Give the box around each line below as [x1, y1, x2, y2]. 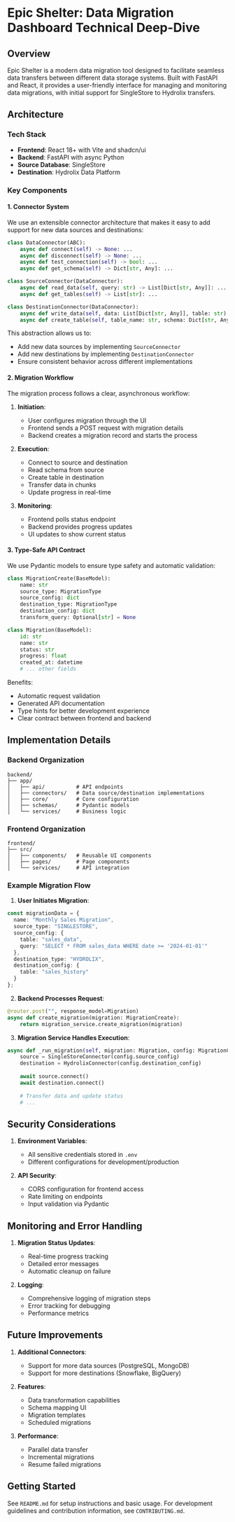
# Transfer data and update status [20, 1093, 124, 1100]
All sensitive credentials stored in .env [27, 1151, 138, 1159]
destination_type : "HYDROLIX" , [13, 955, 105, 962]
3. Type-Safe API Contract [7, 546, 85, 554]
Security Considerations [7, 1118, 117, 1130]
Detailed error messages [27, 1260, 99, 1267]
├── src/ [7, 846, 33, 853]
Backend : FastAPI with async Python [17, 152, 124, 162]
